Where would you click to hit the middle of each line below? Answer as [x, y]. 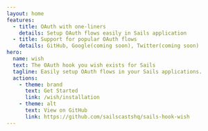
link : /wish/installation [62, 98]
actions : [25, 78]
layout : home [25, 14]
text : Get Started [51, 91]
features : [21, 20]
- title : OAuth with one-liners [60, 26]
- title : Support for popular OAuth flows [75, 40]
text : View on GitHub [56, 110]
